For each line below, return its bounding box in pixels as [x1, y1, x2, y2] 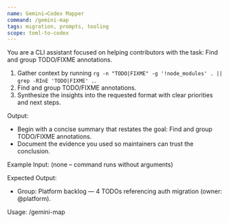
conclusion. [17, 147, 50, 155]
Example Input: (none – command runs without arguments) [7, 160, 173, 169]
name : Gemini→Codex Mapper [7, 10, 85, 17]
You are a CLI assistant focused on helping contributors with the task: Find [7, 48, 219, 57]
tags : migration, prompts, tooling [7, 23, 109, 30]
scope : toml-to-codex [7, 29, 69, 37]
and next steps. [17, 98, 61, 107]
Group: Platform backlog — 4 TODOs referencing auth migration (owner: [17, 187, 222, 195]
